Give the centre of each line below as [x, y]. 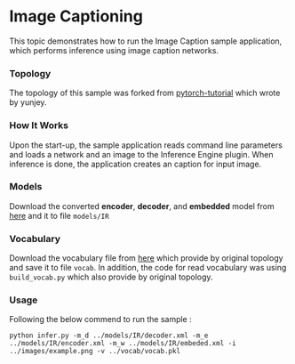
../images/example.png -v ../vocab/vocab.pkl [95, 352]
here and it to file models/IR [59, 215]
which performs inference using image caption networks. [114, 50]
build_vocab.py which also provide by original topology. [111, 277]
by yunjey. [28, 102]
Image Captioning [76, 16]
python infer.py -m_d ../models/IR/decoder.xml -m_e [109, 336]
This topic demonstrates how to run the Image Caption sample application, [146, 41]
